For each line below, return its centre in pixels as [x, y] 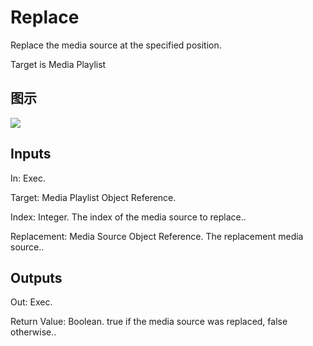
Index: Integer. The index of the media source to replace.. [128, 217]
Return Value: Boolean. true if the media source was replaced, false [149, 322]
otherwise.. [33, 332]
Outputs [36, 277]
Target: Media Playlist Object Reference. [93, 197]
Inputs [31, 154]
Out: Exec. [31, 302]
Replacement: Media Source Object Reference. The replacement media [157, 236]
